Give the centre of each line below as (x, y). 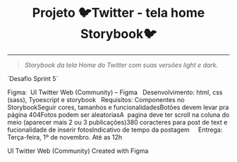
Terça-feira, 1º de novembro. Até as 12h (65, 137)
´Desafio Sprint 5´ (33, 78)
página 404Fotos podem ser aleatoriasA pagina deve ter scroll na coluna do (119, 114)
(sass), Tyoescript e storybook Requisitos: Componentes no (96, 99)
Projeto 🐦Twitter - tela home (119, 13)
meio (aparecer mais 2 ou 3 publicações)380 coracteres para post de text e (117, 122)
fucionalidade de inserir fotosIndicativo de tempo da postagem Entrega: (115, 130)
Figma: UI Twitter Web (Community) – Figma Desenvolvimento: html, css (115, 92)
